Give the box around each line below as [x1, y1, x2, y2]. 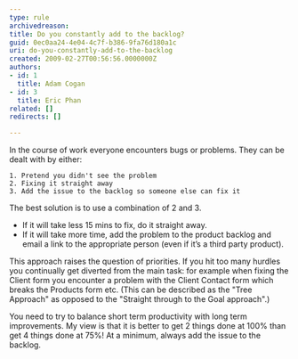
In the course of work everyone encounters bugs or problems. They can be [9, 144, 285, 156]
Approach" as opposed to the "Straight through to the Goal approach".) [9, 294, 270, 305]
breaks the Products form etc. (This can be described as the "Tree [9, 284, 253, 295]
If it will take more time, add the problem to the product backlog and [21, 229, 271, 241]
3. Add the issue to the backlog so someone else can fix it [9, 187, 241, 196]
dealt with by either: [9, 154, 83, 165]
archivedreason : [9, 21, 69, 30]
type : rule [9, 12, 50, 22]
